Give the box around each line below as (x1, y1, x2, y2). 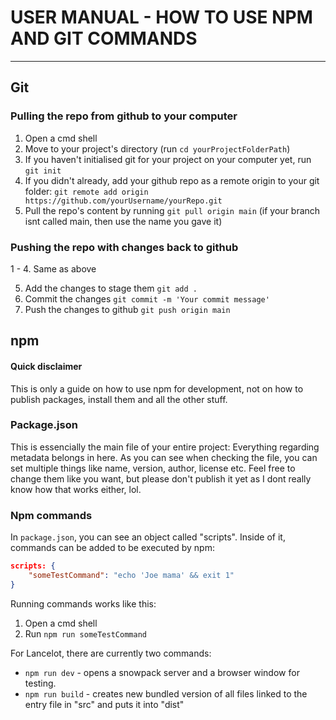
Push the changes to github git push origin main (24, 303, 231, 315)
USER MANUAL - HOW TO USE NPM (10, 6, 313, 29)
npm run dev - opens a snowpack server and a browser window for (24, 666, 300, 678)
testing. (24, 677, 57, 689)
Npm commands (10, 508, 93, 522)
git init (24, 166, 62, 176)
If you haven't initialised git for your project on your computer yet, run (24, 153, 312, 165)
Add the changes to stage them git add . (24, 282, 198, 294)
